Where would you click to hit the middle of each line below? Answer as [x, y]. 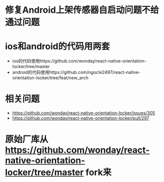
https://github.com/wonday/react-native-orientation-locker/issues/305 [84, 113]
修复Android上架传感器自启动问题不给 [82, 10]
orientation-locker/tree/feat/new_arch [50, 78]
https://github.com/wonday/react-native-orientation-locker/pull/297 [81, 118]
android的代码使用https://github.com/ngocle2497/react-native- [76, 72]
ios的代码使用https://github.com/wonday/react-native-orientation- [79, 61]
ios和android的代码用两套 [57, 46]
